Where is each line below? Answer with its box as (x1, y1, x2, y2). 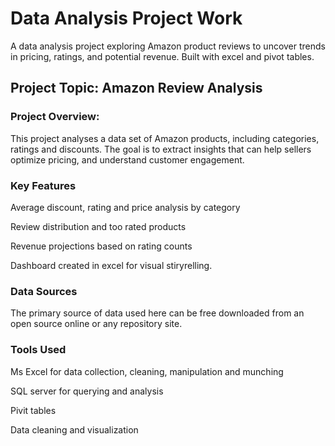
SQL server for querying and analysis (10, 385, 164, 397)
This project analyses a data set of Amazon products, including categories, (10, 132, 320, 144)
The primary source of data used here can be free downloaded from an (10, 307, 305, 319)
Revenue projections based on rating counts (10, 240, 193, 252)
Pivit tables (10, 404, 57, 416)
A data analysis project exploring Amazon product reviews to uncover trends (10, 40, 327, 52)
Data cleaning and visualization (10, 423, 139, 436)
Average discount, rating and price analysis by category (10, 201, 241, 213)
